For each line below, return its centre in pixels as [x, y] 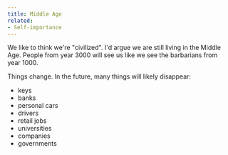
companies [34, 136]
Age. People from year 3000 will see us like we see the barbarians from [113, 55]
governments [37, 144]
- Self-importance [35, 27]
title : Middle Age [35, 14]
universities [35, 129]
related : [20, 21]
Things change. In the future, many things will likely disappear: [99, 76]
